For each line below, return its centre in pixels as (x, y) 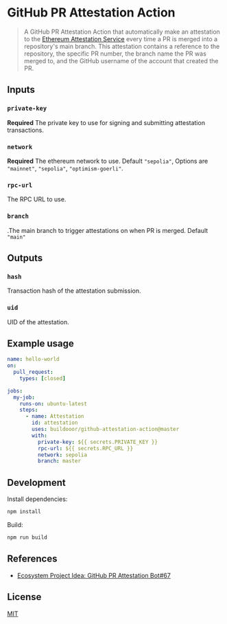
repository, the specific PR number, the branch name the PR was (115, 54)
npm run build (27, 537)
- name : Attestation (55, 416)
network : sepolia (62, 455)
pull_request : (33, 372)
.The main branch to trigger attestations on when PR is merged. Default (108, 230)
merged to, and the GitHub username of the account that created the (121, 60)
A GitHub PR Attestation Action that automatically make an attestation (122, 32)
